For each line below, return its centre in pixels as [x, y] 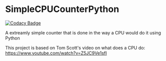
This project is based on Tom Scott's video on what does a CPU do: [75, 47]
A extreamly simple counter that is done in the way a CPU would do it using [83, 32]
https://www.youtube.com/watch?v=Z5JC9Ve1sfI [56, 53]
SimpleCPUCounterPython [62, 9]
